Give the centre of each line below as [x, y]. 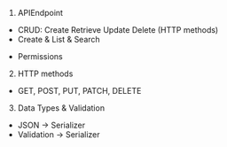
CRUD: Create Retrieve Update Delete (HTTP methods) [118, 30]
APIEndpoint [40, 13]
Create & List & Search [59, 39]
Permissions [40, 56]
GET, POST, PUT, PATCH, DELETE [79, 91]
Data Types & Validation [61, 108]
